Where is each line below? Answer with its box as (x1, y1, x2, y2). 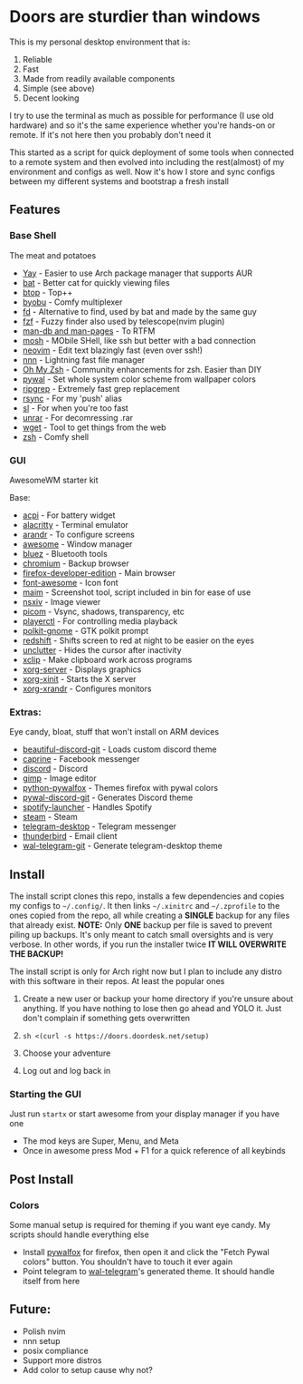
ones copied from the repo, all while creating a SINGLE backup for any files (9, 910, 290, 921)
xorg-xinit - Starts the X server (22, 673, 137, 684)
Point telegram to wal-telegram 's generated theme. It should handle (22, 1266, 276, 1277)
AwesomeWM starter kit (9, 474, 99, 485)
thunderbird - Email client (22, 831, 118, 842)
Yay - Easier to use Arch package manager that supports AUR (22, 268, 253, 278)
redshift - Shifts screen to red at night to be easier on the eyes (22, 635, 255, 646)
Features (9, 202, 61, 218)
